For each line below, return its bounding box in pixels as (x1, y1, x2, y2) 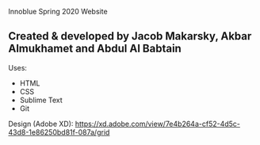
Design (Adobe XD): (8, 119, 74, 128)
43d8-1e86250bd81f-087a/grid (8, 127, 110, 137)
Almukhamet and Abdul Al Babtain (8, 42, 182, 55)
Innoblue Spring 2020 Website (8, 7, 109, 16)
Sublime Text (19, 95, 63, 105)
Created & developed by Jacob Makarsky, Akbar (8, 29, 252, 43)
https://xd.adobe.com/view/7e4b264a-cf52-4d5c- (75, 119, 240, 128)
